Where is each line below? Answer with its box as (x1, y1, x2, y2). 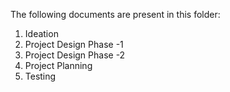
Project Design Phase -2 (24, 49, 126, 61)
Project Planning (24, 60, 93, 71)
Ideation (24, 28, 59, 39)
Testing (24, 70, 57, 82)
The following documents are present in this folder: (10, 9, 221, 20)
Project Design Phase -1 (24, 39, 124, 50)
